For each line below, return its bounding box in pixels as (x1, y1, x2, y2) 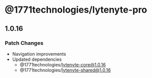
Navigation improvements (12, 51, 66, 57)
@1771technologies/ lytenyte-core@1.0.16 (19, 61, 106, 67)
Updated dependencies (12, 56, 62, 62)
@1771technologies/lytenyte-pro (5, 4, 147, 16)
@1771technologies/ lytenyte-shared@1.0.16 (19, 67, 111, 73)
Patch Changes (5, 40, 44, 47)
